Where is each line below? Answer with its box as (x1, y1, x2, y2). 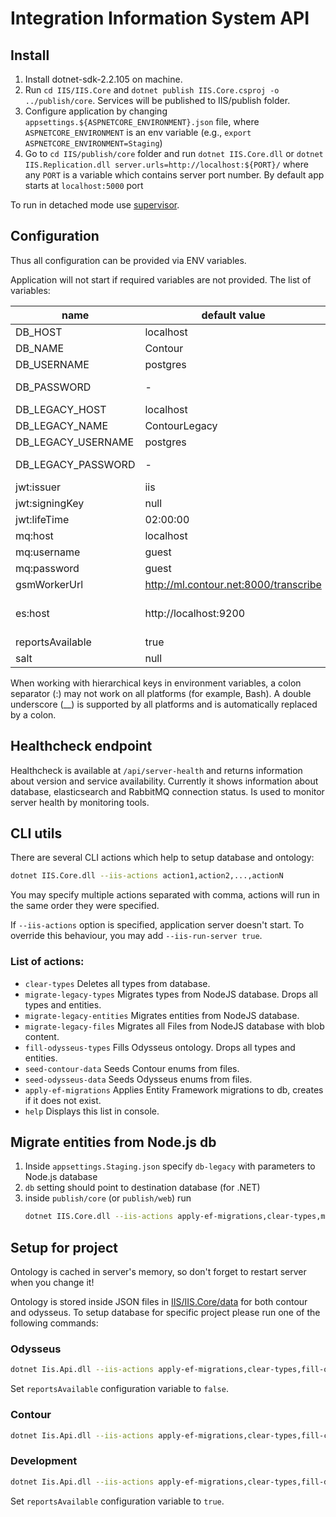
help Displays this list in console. (24, 1105, 160, 1117)
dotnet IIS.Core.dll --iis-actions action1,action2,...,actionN (10, 871, 284, 881)
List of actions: (10, 955, 85, 969)
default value (201, 308, 266, 322)
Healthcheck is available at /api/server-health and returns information (10, 764, 303, 776)
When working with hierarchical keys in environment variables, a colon (10, 677, 302, 689)
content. (24, 1030, 60, 1042)
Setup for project (10, 1239, 118, 1256)
